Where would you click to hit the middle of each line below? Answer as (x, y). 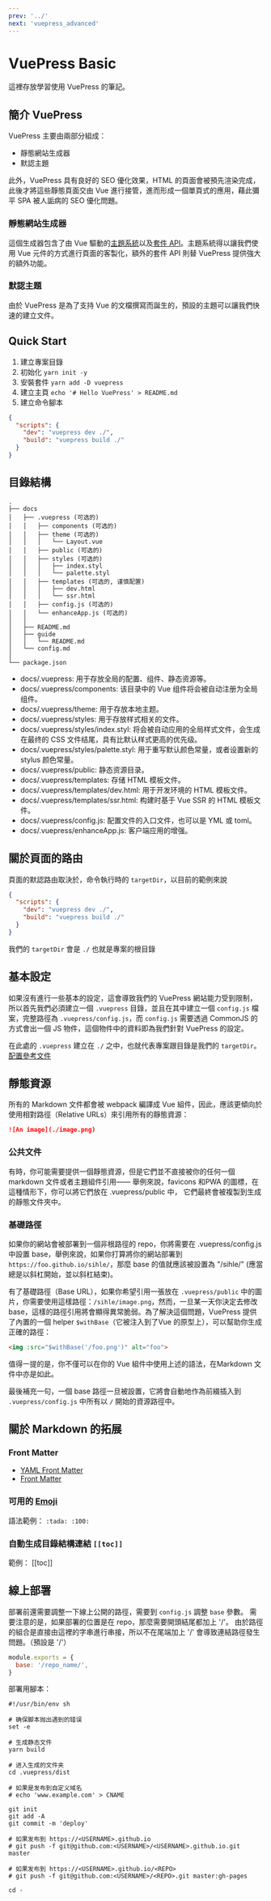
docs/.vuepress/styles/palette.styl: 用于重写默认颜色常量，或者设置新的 (139, 749)
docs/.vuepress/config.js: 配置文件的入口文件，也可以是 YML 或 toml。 (138, 820)
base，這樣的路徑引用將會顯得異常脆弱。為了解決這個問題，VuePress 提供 (133, 1312)
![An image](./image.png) (52, 1130)
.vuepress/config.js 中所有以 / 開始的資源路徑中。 (94, 1401)
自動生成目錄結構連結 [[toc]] (66, 1543)
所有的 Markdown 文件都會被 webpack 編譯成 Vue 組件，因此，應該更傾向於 (135, 1104)
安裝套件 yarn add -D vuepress (72, 382)
